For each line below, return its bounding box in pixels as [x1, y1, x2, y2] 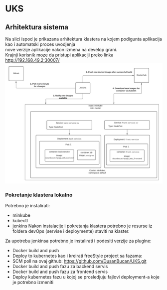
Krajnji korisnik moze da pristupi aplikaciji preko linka [5, 52, 114, 58]
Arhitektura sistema [5, 23, 69, 31]
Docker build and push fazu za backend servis [12, 264, 108, 270]
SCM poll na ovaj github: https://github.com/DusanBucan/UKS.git [12, 258, 147, 264]
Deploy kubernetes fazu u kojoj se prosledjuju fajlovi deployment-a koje [12, 274, 160, 280]
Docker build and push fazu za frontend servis [12, 269, 108, 275]
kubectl [12, 218, 28, 224]
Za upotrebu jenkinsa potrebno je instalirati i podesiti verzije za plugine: [5, 238, 152, 244]
